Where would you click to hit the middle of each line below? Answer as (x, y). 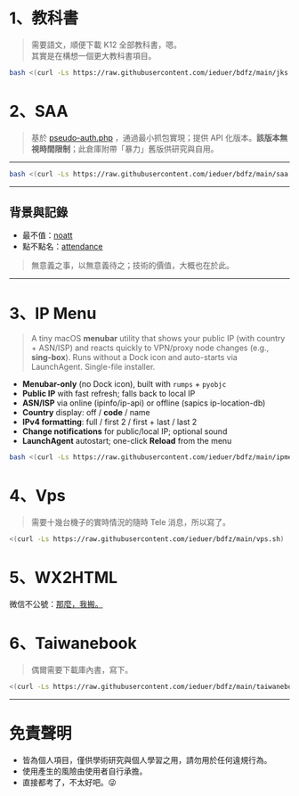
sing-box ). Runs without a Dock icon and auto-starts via (134, 357)
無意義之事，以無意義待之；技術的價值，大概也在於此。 (132, 266)
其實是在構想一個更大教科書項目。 (93, 55)
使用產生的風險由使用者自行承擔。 (85, 771)
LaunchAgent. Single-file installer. (93, 367)
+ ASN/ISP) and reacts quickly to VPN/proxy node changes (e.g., (150, 348)
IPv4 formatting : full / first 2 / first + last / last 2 (109, 422)
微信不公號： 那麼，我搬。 (56, 604)
